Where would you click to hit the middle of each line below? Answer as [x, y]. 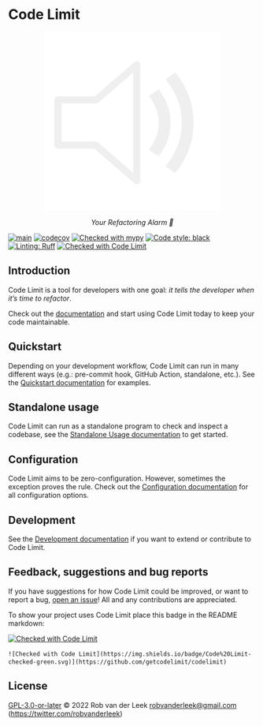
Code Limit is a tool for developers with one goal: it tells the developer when [131, 290]
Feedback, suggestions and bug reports [108, 573]
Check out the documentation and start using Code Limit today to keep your [131, 313]
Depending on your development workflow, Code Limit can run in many [124, 365]
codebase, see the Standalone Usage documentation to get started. [118, 435]
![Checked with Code [42, 654]
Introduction [39, 271]
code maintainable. [39, 322]
